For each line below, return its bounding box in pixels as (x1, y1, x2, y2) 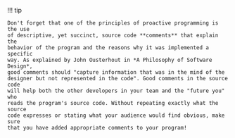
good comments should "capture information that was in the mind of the (7, 69, 225, 76)
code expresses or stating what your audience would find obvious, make (7, 112, 225, 119)
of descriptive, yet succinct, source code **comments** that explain (7, 32, 219, 39)
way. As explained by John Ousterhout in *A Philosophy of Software (7, 56, 212, 63)
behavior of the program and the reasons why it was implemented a (7, 44, 210, 51)
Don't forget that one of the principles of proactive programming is (7, 20, 219, 27)
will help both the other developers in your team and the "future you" (7, 87, 225, 94)
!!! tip (7, 6, 23, 14)
